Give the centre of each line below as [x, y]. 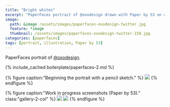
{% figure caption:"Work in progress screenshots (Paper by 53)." [73, 93]
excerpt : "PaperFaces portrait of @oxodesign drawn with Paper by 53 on [83, 15]
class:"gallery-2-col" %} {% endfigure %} [55, 99]
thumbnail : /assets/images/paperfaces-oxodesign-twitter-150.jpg [80, 33]
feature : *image [27, 29]
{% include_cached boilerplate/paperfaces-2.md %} [60, 67]
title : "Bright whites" [30, 10]
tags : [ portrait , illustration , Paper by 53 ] [54, 43]
